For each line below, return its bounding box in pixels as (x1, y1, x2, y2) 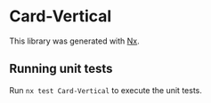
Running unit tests (9, 61, 113, 76)
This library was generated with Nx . (9, 36, 140, 46)
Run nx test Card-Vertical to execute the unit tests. (9, 84, 202, 95)
